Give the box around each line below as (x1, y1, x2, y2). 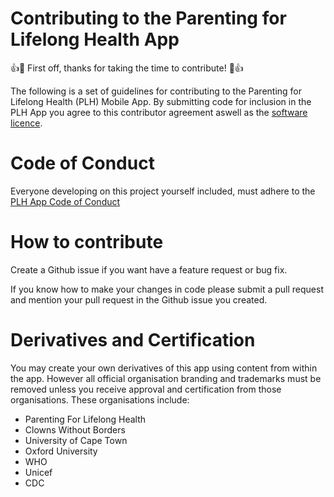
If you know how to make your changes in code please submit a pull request (10, 283, 324, 295)
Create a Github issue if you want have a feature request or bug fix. (10, 263, 288, 276)
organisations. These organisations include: (10, 393, 190, 406)
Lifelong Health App (10, 28, 180, 51)
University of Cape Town (24, 434, 128, 446)
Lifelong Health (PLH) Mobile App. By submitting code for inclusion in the (10, 95, 312, 107)
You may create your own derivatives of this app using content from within (10, 362, 318, 374)
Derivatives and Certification (10, 329, 256, 351)
